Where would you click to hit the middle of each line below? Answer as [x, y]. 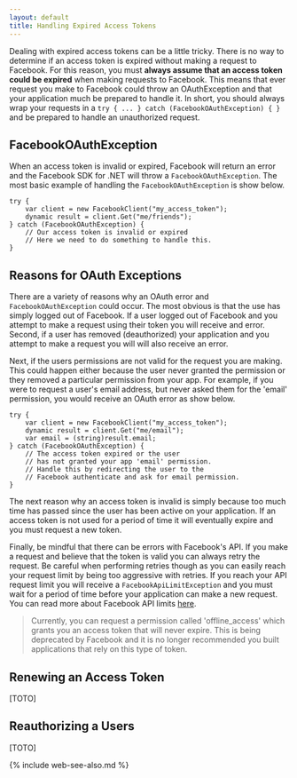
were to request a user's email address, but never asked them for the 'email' [148, 389]
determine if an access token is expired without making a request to [133, 60]
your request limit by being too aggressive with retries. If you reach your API [148, 576]
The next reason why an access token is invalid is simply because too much [148, 502]
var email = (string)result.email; [91, 439]
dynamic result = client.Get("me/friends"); [109, 217]
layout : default [39, 17]
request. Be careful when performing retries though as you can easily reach [148, 566]
